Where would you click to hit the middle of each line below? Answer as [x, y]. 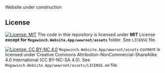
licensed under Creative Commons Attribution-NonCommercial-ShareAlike [81, 54]
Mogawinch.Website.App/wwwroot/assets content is [109, 49]
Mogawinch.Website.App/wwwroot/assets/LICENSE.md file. [62, 65]
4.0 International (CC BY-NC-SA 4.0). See [48, 60]
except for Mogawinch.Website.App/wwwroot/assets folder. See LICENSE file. [81, 39]
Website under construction [33, 7]
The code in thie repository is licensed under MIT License [96, 35]
